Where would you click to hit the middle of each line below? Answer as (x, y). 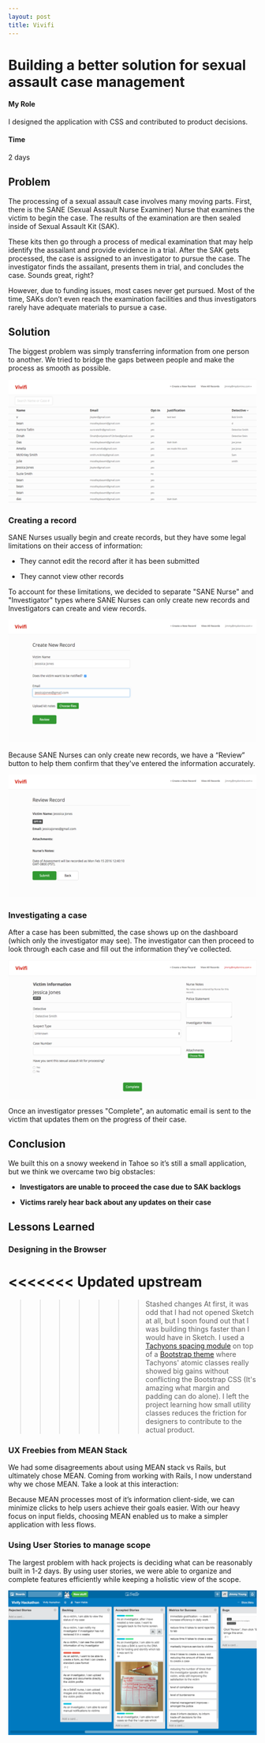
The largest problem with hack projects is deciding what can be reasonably (131, 1562)
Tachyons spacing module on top (200, 1346)
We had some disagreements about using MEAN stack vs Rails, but (117, 1467)
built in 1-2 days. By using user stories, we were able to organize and (120, 1571)
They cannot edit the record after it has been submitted (109, 562)
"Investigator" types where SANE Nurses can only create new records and (129, 600)
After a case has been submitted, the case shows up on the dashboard (123, 933)
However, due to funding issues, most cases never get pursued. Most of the (131, 290)
